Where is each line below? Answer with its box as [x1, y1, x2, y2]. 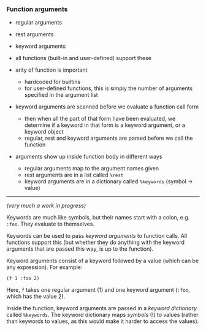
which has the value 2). [6, 293, 66, 300]
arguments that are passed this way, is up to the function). [6, 245, 154, 253]
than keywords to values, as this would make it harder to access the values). [6, 318, 199, 325]
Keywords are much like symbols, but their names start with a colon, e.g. [6, 214, 190, 221]
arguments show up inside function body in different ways [15, 153, 162, 161]
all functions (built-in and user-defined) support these [15, 55, 152, 62]
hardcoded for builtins [24, 78, 81, 86]
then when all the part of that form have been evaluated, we [24, 115, 176, 123]
